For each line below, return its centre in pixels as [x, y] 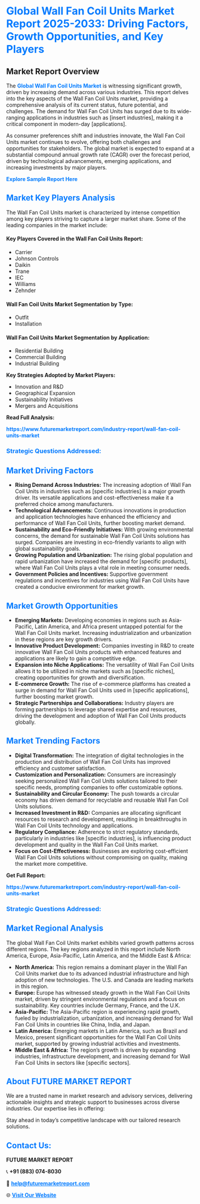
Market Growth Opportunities [62, 606]
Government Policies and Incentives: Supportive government [91, 574]
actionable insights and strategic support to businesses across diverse [93, 1102]
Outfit [22, 317]
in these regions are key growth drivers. [64, 639]
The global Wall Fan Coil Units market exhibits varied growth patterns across [100, 943]
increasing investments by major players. [57, 167]
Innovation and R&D [39, 387]
